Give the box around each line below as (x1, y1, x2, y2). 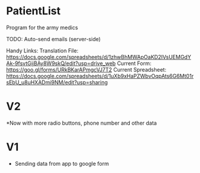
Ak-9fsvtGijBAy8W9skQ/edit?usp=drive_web (6, 60, 116, 67)
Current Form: (117, 60, 152, 67)
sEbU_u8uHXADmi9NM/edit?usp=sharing (6, 79, 108, 86)
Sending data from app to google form (14, 160, 109, 167)
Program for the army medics (6, 24, 79, 31)
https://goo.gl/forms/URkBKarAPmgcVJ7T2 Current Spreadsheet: (6, 66, 167, 73)
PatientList (6, 4, 61, 18)
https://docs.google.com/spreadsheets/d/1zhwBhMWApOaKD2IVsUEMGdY (6, 53, 192, 60)
